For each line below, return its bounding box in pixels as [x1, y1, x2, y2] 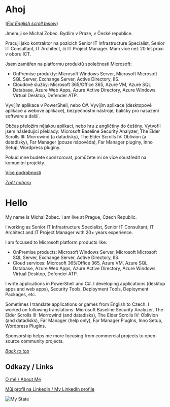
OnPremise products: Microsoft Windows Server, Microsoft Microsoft [12, 249, 157, 255]
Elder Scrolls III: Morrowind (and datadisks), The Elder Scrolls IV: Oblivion [5, 312, 158, 318]
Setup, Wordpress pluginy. [5, 144, 61, 151]
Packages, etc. [5, 291, 37, 297]
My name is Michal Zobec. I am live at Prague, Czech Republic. [5, 214, 137, 220]
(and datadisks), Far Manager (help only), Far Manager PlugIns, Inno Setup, [5, 317, 163, 324]
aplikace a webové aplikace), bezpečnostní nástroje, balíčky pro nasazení [5, 107, 159, 113]
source [5, 338, 20, 344]
